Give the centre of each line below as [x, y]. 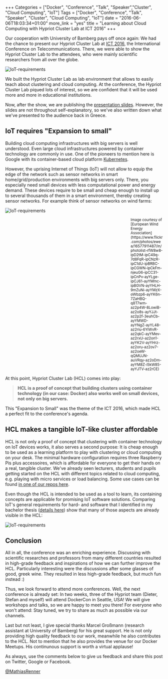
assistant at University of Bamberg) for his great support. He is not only [79, 631]
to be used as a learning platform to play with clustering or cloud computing [83, 452]
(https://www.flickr [147, 237]
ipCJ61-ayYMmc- [146, 281]
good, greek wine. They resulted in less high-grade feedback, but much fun [83, 574]
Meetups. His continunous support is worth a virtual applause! [69, 647]
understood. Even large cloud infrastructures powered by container [74, 148]
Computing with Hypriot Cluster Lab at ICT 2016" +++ [60, 29]
